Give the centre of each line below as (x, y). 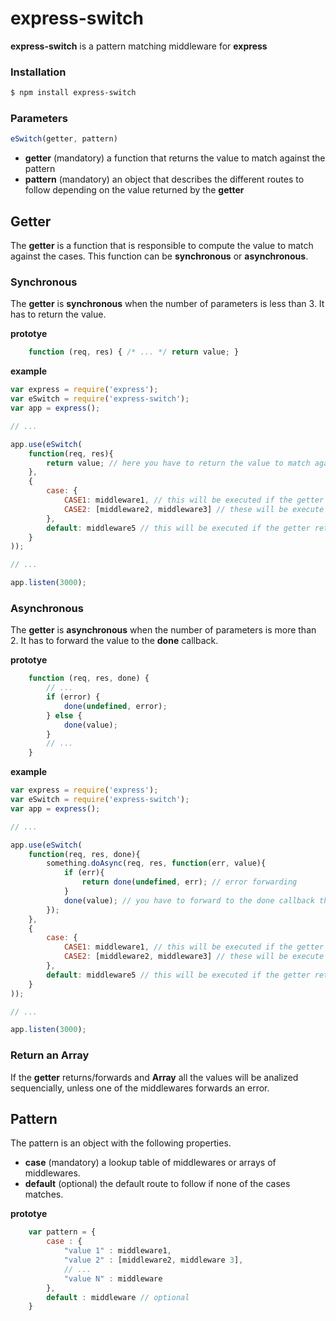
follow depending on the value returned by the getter (134, 190)
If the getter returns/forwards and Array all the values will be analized (154, 1077)
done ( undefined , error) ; (115, 706)
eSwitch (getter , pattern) (64, 139)
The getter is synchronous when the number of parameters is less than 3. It (167, 304)
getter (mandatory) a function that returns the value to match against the (175, 158)
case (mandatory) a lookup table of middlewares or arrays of (150, 1163)
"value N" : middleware (113, 1278)
